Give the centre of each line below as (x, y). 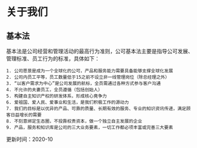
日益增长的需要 (26, 115)
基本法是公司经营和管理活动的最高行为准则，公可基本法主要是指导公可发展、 (100, 51)
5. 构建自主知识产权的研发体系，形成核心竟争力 (57, 96)
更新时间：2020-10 (30, 139)
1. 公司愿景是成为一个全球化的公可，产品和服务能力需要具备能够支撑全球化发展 (90, 71)
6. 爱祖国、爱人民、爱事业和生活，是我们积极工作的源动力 (68, 102)
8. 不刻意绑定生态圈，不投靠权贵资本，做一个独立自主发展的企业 (74, 121)
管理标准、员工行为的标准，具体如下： (53, 59)
